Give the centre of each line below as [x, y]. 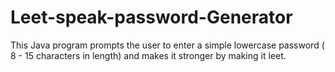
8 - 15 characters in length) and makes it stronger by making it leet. [148, 55]
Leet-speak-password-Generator [151, 17]
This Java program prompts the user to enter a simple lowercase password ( [167, 45]
